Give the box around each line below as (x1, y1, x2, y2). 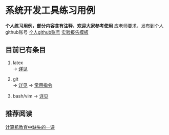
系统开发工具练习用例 (5, 5, 96, 16)
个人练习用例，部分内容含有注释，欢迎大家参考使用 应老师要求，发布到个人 (5, 23, 164, 29)
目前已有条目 (5, 46, 46, 54)
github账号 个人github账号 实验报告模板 (5, 29, 89, 35)
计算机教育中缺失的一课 (5, 124, 55, 130)
